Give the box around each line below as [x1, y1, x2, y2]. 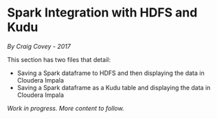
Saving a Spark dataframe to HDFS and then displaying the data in [16, 69, 205, 77]
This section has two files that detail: [7, 55, 111, 63]
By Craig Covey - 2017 [7, 42, 71, 50]
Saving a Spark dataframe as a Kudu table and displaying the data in [16, 83, 211, 91]
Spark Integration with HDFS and [7, 5, 198, 21]
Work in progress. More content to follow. [7, 104, 125, 112]
